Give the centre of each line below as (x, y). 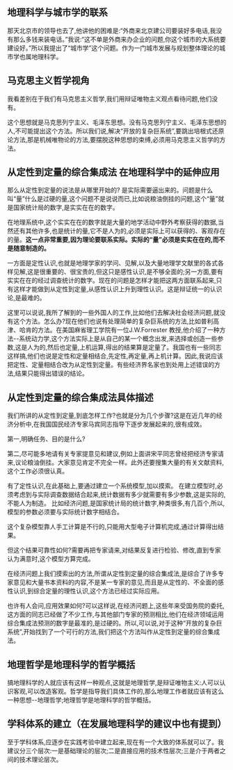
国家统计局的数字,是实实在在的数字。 (66, 208)
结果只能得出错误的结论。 (52, 373)
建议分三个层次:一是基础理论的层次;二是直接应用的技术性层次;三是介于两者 (114, 751)
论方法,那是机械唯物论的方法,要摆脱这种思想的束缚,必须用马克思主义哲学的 (114, 139)
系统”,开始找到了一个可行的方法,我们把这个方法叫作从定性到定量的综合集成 (114, 632)
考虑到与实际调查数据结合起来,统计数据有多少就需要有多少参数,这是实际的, (119, 495)
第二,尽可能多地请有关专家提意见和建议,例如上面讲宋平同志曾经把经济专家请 (116, 454)
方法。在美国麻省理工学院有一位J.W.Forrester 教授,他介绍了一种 (129, 330)
